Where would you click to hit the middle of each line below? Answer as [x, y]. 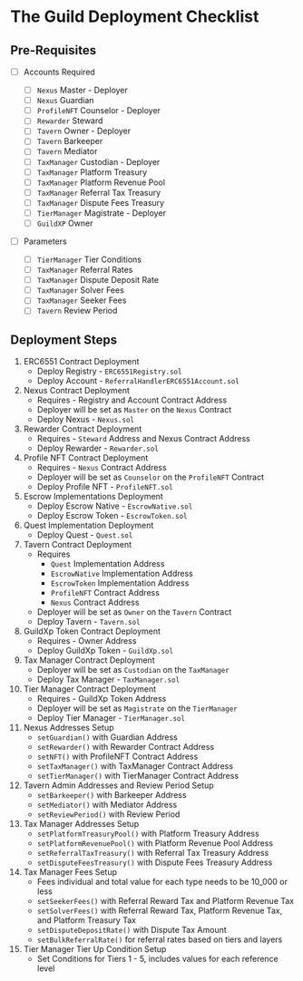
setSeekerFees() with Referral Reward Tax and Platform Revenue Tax [165, 901]
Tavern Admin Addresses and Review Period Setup [118, 785]
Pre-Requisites [54, 50]
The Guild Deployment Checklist [135, 17]
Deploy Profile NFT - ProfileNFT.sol [105, 487]
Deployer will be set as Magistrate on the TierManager [137, 708]
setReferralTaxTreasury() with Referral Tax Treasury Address [153, 853]
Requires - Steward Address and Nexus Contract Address [143, 439]
